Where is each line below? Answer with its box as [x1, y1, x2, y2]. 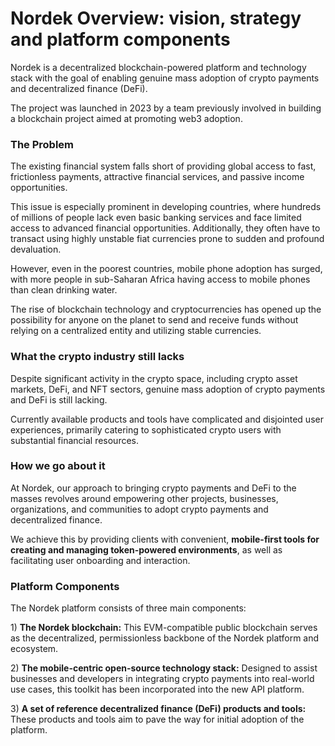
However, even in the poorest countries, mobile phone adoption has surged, [10, 263, 323, 275]
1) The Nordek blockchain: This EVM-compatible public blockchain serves [10, 622, 318, 634]
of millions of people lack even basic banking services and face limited [10, 212, 302, 224]
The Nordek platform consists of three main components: [10, 602, 247, 614]
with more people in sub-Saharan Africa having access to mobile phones [10, 273, 311, 286]
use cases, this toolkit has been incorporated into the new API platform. [10, 683, 305, 696]
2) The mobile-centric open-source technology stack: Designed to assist [10, 662, 318, 674]
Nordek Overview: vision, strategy [10, 7, 302, 30]
